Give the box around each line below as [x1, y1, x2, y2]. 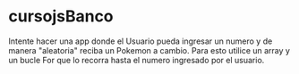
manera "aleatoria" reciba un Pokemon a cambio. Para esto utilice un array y [8, 45, 290, 55]
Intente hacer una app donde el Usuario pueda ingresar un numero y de [8, 36, 273, 46]
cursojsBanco [8, 6, 114, 27]
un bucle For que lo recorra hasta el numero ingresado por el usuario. [8, 54, 265, 65]
